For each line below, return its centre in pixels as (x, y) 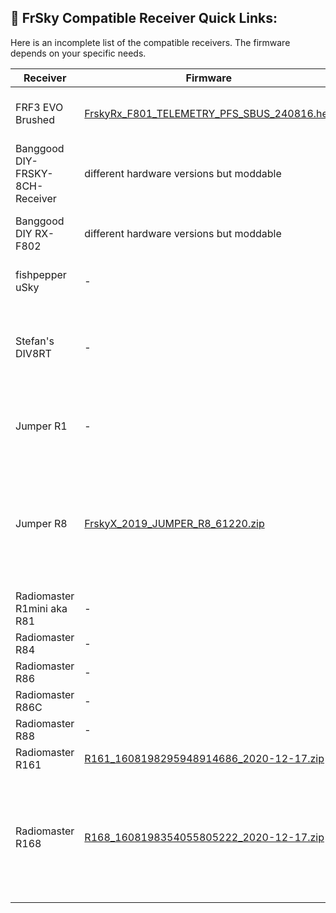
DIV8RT (33, 353)
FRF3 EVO (39, 107)
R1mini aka (41, 608)
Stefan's (35, 341)
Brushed (35, 119)
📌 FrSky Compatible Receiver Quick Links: (144, 18)
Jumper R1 (41, 426)
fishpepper (41, 274)
